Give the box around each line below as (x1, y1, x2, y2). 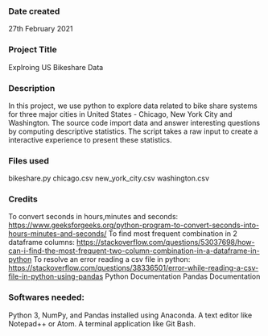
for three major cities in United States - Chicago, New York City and (8, 109, 233, 118)
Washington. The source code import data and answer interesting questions (8, 118, 260, 127)
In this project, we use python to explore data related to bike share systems (8, 101, 258, 110)
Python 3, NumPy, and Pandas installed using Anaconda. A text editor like (8, 310, 253, 320)
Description (8, 82, 56, 93)
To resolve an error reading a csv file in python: (33, 255, 191, 264)
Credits (8, 193, 38, 205)
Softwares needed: (8, 292, 85, 303)
